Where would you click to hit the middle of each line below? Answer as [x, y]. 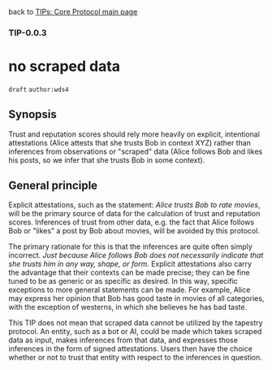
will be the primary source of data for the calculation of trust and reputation [134, 214]
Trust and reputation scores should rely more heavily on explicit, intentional [134, 134]
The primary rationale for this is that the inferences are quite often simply [131, 246]
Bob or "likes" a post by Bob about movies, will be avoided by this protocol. [134, 231]
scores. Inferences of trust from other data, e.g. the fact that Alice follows [131, 222]
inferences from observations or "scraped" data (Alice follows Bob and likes [136, 151]
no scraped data [64, 66]
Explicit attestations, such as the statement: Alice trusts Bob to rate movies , [134, 205]
